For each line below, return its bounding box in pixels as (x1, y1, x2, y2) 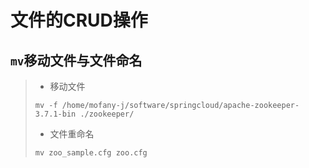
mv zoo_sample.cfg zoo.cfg (34, 148, 148, 158)
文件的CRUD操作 (10, 9, 148, 32)
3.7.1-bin (34, 109, 77, 119)
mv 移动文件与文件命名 (10, 52, 143, 69)
